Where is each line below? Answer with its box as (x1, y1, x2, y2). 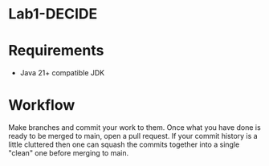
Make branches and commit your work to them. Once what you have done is (8, 123, 261, 132)
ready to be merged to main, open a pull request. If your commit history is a (8, 132, 259, 141)
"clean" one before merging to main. (8, 148, 129, 158)
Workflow (8, 96, 75, 115)
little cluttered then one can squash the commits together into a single (8, 140, 240, 149)
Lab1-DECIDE (8, 5, 98, 23)
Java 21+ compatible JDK (19, 68, 105, 78)
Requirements (8, 42, 104, 60)
